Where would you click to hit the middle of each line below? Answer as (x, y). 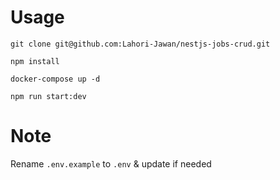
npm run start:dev (48, 96)
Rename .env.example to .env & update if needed (111, 163)
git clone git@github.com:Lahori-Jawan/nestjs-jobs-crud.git (140, 44)
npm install (35, 61)
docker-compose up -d (55, 79)
